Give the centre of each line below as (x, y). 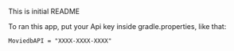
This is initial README (44, 11)
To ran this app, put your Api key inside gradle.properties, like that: (117, 26)
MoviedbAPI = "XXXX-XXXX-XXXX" (60, 41)
